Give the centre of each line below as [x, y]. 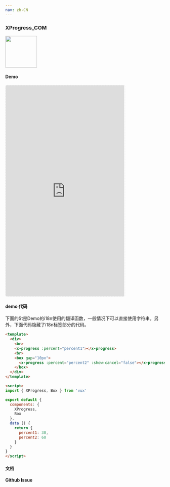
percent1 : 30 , [34, 433]
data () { [20, 423]
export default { [24, 400]
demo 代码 [16, 306]
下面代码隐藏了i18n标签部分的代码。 [52, 325]
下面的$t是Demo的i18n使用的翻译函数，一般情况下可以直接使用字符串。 [80, 318]
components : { [25, 404]
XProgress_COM [26, 27]
